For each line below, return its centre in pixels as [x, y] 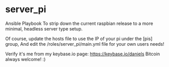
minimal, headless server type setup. [44, 28]
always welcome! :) [25, 59]
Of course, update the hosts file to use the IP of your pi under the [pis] [79, 39]
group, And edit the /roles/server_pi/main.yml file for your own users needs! [85, 44]
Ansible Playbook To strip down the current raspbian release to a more [79, 23]
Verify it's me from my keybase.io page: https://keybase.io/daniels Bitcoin [83, 54]
